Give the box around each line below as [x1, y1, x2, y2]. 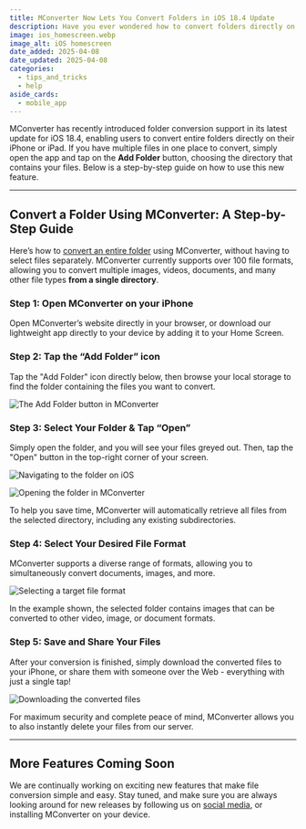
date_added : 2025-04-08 [9, 47, 100, 57]
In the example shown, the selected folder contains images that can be [9, 603, 275, 614]
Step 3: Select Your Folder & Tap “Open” [9, 421, 191, 434]
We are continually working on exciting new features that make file [9, 780, 260, 791]
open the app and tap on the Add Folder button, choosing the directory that [9, 152, 293, 163]
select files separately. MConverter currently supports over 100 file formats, [9, 255, 294, 266]
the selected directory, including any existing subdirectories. [9, 515, 237, 526]
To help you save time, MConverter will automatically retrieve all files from [9, 505, 287, 516]
